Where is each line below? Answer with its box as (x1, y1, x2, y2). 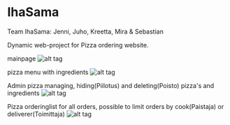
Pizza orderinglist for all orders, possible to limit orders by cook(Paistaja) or (7, 102, 224, 110)
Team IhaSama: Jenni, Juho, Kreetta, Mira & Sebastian (7, 27, 164, 36)
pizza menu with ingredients (7, 68, 89, 76)
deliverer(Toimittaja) (7, 110, 65, 118)
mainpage (7, 54, 36, 63)
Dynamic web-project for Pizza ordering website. (7, 41, 149, 49)
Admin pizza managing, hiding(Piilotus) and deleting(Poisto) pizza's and (7, 81, 215, 89)
